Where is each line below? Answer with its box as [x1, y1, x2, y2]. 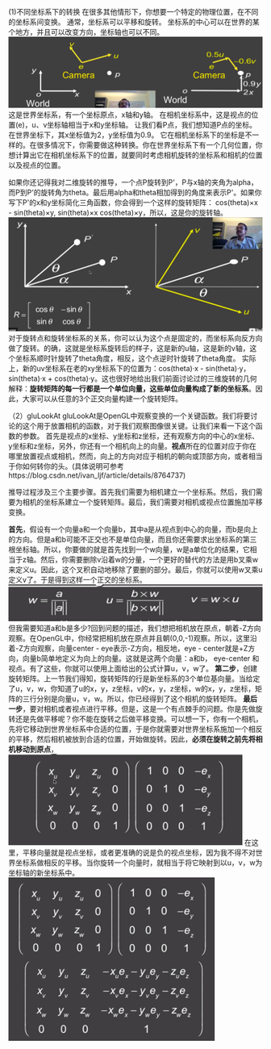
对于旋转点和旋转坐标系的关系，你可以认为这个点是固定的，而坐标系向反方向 [8, 333, 263, 343]
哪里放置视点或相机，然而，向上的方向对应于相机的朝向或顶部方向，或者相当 [8, 451, 263, 462]
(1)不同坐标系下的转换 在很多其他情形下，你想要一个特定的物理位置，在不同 [8, 7, 259, 16]
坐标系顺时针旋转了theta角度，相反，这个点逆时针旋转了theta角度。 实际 [15, 353, 256, 363]
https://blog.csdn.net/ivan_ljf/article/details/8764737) [8, 470, 186, 480]
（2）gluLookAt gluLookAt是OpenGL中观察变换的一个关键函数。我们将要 [8, 411, 251, 421]
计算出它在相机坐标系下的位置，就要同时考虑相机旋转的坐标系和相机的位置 [15, 150, 263, 160]
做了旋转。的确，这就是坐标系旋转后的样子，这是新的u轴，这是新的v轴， [8, 344, 250, 353]
